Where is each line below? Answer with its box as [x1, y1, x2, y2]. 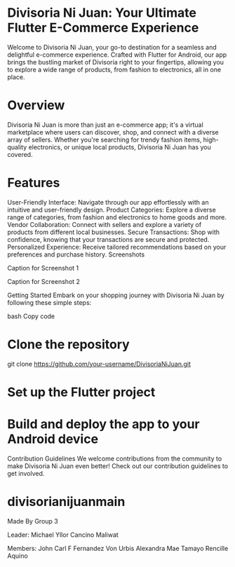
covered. [7, 150, 33, 158]
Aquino [7, 552, 28, 560]
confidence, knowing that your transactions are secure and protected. [7, 235, 210, 243]
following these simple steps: [7, 298, 92, 306]
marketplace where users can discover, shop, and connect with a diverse [7, 128, 219, 136]
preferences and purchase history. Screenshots [7, 250, 145, 259]
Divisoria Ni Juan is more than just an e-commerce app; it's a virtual [7, 121, 203, 129]
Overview [7, 97, 65, 114]
